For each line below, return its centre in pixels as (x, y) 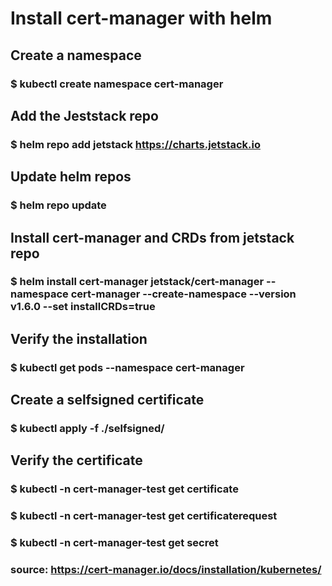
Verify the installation (79, 338)
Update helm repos (71, 177)
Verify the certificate (76, 460)
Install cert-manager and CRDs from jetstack (152, 237)
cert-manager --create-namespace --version (183, 294)
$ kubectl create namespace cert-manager (117, 84)
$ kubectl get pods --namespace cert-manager (127, 367)
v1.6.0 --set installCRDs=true (83, 307)
